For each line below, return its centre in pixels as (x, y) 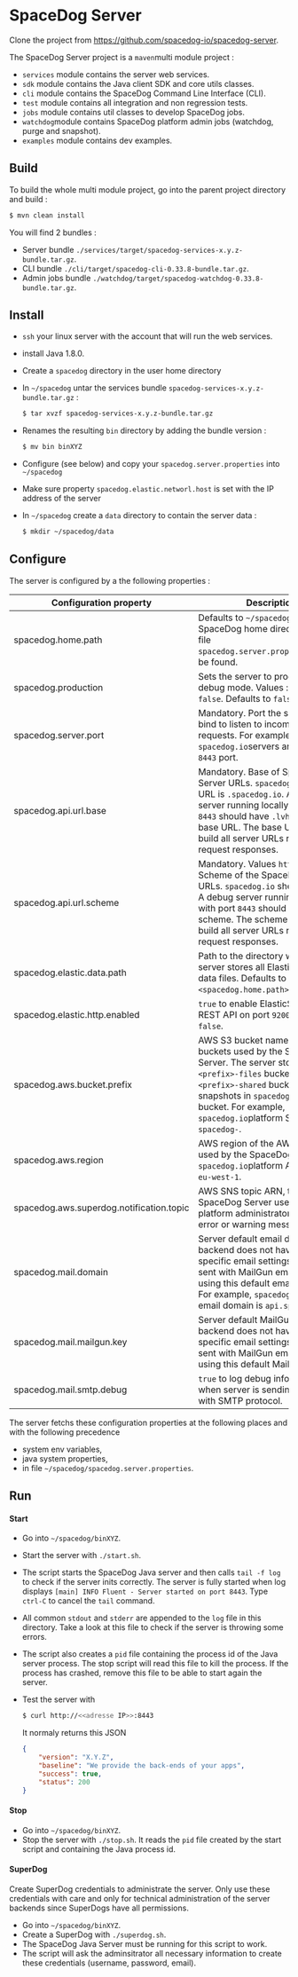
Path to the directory (241, 956)
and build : (28, 199)
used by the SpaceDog (246, 1154)
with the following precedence (65, 1432)
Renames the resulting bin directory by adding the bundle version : (144, 430)
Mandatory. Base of (239, 771)
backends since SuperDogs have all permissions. (99, 1908)
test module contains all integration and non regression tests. (135, 102)
